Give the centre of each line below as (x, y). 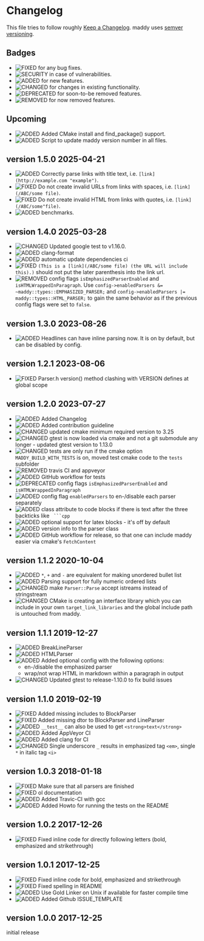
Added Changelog (64, 419)
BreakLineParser (62, 647)
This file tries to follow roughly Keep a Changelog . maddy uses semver (95, 27)
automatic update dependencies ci (85, 260)
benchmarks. (58, 213)
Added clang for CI (65, 740)
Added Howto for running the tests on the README (105, 805)
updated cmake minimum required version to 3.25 (112, 432)
